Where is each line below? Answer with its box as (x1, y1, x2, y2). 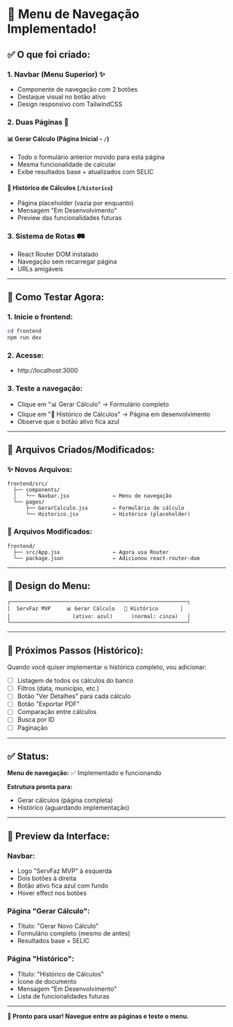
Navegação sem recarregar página (17, 257, 117, 266)
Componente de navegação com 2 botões (17, 85, 138, 93)
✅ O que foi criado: (7, 49, 91, 60)
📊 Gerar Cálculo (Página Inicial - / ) (7, 135, 110, 143)
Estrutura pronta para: (7, 783, 73, 791)
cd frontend (7, 328, 42, 335)
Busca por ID (17, 715, 55, 724)
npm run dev (7, 334, 42, 341)
